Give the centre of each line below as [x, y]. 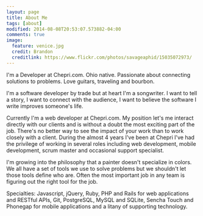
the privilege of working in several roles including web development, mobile [101, 143]
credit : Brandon [32, 52]
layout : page [23, 12]
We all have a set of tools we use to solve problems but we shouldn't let [96, 168]
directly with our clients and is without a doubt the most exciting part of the [101, 124]
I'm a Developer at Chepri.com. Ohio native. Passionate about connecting [98, 74]
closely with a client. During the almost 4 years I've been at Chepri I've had [101, 137]
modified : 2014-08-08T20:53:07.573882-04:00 [64, 29]
